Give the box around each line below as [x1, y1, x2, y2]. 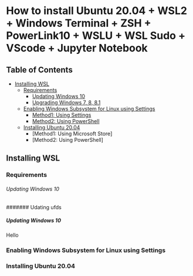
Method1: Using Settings [32, 111, 92, 118]
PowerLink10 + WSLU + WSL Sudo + [6, 29, 186, 42]
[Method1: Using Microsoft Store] [32, 130, 113, 137]
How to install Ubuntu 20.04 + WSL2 [6, 4, 188, 18]
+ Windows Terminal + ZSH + [6, 16, 151, 30]
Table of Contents [6, 64, 73, 74]
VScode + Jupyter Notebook [6, 42, 148, 55]
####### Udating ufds [6, 203, 62, 210]
